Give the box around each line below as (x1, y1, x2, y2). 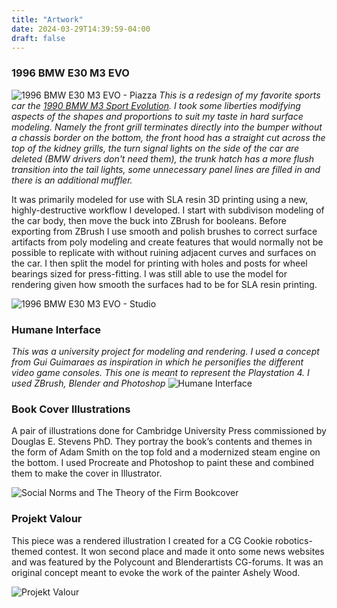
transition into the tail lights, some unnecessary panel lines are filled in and (11, 163, 321, 175)
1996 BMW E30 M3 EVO (11, 66, 130, 80)
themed (11, 545, 44, 557)
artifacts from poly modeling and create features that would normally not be (11, 236, 324, 248)
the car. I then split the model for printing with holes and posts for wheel (11, 257, 308, 269)
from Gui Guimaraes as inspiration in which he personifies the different (11, 356, 304, 368)
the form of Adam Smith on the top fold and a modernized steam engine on (11, 446, 321, 458)
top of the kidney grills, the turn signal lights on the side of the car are (11, 142, 300, 154)
